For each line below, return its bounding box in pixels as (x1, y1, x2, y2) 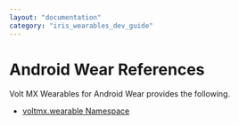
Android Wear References (9, 59, 205, 80)
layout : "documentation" (9, 12, 102, 22)
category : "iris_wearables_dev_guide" (9, 21, 153, 30)
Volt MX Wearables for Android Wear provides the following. (9, 89, 230, 99)
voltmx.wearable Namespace (21, 105, 130, 116)
